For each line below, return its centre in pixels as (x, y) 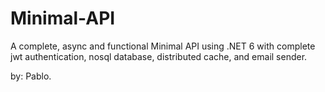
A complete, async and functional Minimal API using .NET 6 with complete (163, 46)
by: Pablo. (31, 76)
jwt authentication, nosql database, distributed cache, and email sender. (159, 56)
